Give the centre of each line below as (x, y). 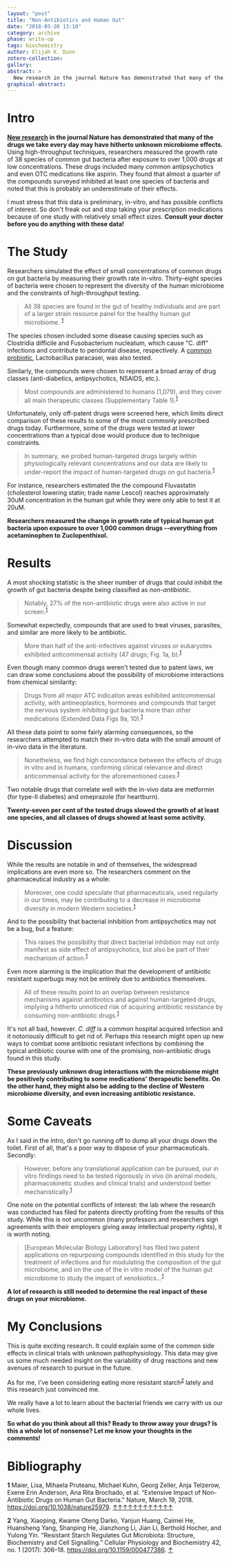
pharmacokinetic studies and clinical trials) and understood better (118, 1183)
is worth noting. (29, 1234)
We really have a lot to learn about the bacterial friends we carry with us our (115, 1403)
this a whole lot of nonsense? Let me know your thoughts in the (100, 1431)
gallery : (20, 65)
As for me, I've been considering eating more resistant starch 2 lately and (110, 1382)
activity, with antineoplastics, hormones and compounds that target (120, 703)
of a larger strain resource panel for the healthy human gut (107, 314)
